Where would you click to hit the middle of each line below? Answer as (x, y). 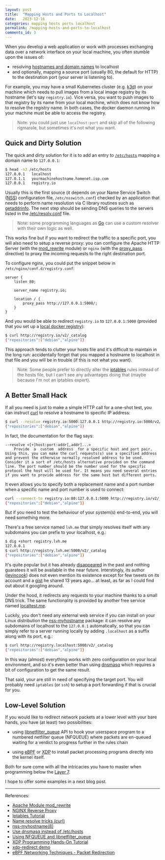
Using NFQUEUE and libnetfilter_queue (52, 837)
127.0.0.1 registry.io (30, 183)
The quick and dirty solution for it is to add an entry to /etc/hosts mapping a (82, 155)
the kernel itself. (28, 757)
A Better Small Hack (36, 395)
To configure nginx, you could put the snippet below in (60, 263)
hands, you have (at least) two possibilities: (49, 722)
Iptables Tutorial (28, 816)
